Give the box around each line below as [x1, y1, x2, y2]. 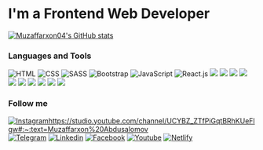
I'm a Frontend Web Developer [8, 5, 210, 23]
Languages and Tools [8, 50, 92, 61]
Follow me [8, 98, 49, 109]
